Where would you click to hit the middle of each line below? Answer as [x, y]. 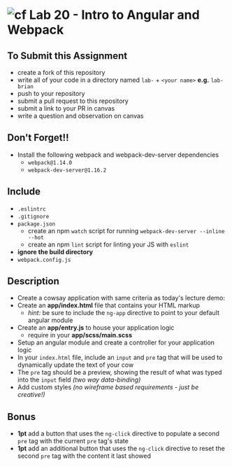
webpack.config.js [44, 260]
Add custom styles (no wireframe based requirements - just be [108, 387]
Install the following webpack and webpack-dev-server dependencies [118, 155]
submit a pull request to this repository [73, 101]
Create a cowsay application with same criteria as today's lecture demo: [121, 298]
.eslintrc [32, 209]
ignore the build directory [55, 251]
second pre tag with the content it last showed [84, 456]
